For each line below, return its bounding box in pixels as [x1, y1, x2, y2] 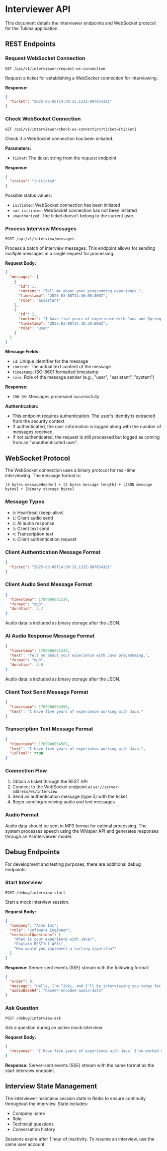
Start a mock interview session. [5, 899, 70, 905]
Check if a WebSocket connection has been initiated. [5, 135, 114, 141]
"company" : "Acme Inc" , [9, 923, 59, 928]
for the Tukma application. [5, 25, 59, 31]
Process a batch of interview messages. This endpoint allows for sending [5, 245, 156, 251]
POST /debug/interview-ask [5, 1016, 61, 1021]
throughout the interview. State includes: [5, 1101, 88, 1107]
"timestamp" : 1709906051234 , [9, 597, 70, 602]
